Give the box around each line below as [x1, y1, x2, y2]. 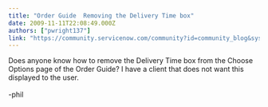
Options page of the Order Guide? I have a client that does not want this [8, 65, 245, 74]
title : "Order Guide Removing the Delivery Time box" [8, 11, 195, 20]
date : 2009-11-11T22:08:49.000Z [8, 19, 116, 27]
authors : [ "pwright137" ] [8, 26, 91, 34]
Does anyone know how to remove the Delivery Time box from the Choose [8, 56, 254, 65]
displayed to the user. [8, 73, 80, 82]
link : [8, 34, 26, 42]
